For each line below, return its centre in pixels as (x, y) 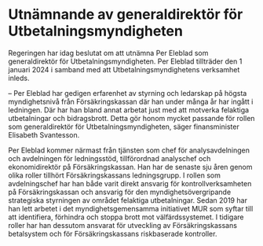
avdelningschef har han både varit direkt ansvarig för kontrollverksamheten (130, 183)
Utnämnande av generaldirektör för (126, 15)
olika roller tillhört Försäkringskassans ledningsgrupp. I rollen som (115, 175)
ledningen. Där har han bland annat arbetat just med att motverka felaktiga (129, 110)
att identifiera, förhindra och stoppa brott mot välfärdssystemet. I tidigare (126, 217)
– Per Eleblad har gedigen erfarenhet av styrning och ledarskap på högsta (128, 93)
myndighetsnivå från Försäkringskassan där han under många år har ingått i (131, 101)
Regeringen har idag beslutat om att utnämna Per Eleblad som (108, 53)
